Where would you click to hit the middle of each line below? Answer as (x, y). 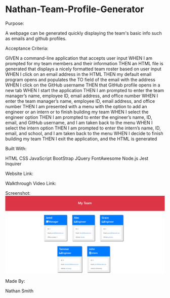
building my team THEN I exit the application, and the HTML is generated (81, 139)
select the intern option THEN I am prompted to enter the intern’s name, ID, (83, 128)
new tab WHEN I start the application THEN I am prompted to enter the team (85, 90)
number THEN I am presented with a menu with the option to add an (76, 106)
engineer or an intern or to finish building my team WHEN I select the (77, 112)
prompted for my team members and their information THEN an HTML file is (84, 63)
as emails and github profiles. (36, 38)
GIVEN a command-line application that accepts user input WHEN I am (79, 58)
